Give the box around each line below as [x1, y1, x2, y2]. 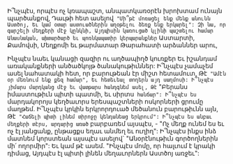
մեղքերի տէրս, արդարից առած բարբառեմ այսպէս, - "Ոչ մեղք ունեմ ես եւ [7, 120, 225, 128]
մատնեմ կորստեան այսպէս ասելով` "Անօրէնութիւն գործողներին [7, 134, 218, 142]
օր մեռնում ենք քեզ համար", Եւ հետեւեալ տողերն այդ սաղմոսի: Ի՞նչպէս [7, 76, 214, 83]
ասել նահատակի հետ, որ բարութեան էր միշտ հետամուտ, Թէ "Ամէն [7, 69, 227, 77]
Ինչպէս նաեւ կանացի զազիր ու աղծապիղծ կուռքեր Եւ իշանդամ [7, 54, 218, 63]
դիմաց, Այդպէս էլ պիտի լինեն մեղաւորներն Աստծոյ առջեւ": [7, 149, 200, 157]
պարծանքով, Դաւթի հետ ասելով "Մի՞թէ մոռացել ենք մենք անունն [7, 14, 211, 22]
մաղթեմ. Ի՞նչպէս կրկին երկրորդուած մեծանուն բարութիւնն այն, [7, 105, 218, 113]
